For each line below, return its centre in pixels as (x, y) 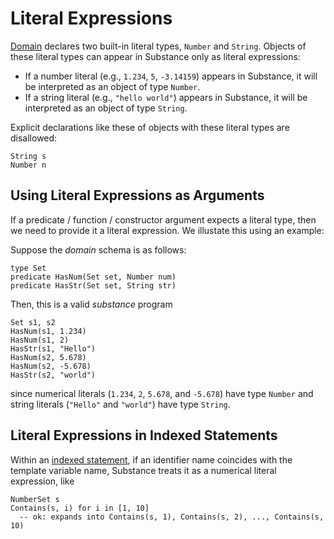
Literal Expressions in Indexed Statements (144, 435)
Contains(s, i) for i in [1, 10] (80, 508)
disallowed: (34, 138)
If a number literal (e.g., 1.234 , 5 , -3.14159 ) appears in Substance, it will (171, 76)
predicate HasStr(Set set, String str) (93, 285)
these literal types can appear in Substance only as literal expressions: (155, 56)
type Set (28, 268)
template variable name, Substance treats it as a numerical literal (143, 470)
